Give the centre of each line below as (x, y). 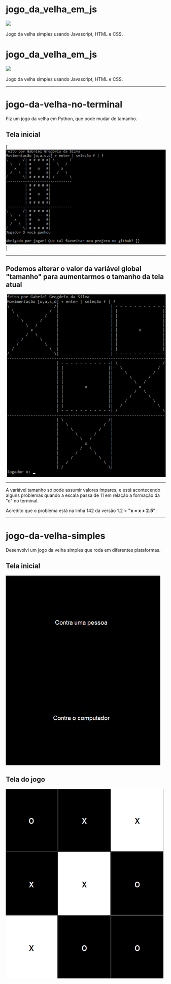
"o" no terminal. (22, 501)
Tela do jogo (25, 780)
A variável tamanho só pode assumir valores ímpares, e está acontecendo (83, 490)
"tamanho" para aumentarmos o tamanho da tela (85, 277)
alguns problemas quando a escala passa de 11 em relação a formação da (83, 495)
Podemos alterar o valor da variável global (74, 269)
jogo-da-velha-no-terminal (64, 105)
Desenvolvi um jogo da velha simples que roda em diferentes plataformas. (83, 550)
